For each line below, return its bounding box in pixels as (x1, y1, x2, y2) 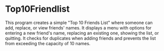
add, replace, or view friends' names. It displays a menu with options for (5, 25, 152, 30)
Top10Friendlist (5, 3, 70, 15)
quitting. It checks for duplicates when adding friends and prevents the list (5, 35, 156, 41)
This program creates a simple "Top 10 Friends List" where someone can (5, 20, 153, 25)
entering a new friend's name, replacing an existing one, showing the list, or (5, 30, 159, 36)
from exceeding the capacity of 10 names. (5, 40, 91, 46)
